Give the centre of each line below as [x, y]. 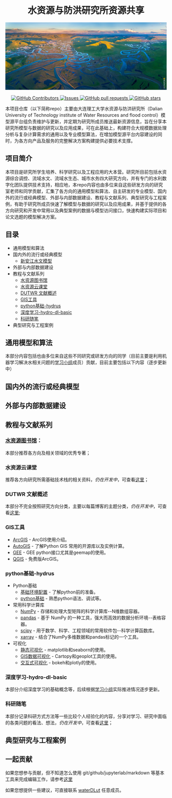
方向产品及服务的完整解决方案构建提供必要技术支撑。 [79, 141]
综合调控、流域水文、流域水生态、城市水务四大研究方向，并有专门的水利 [86, 178]
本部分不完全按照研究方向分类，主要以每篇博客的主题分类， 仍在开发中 [79, 506]
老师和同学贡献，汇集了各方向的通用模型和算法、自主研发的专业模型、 [83, 191]
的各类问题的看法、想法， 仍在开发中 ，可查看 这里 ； [59, 722]
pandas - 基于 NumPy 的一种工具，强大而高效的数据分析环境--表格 [91, 618]
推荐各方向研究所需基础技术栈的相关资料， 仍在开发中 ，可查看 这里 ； [77, 480]
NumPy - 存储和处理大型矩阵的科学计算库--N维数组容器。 [81, 611]
